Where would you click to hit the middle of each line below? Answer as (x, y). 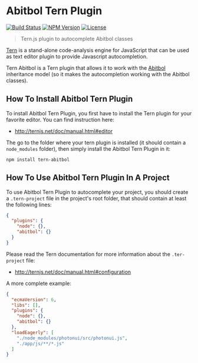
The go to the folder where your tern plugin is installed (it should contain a (96, 142)
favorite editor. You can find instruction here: (60, 119)
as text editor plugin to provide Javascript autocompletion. (77, 56)
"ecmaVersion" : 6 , (34, 300)
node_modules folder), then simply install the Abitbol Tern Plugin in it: (88, 148)
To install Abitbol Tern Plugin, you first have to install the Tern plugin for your (99, 113)
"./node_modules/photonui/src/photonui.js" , (72, 338)
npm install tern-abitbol (38, 160)
